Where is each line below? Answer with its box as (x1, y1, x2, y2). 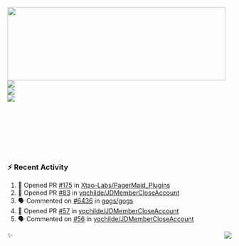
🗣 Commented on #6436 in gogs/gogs (17, 196, 134, 205)
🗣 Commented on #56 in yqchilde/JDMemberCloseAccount (17, 215, 194, 223)
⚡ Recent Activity (7, 162, 69, 172)
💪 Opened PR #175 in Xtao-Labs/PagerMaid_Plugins (17, 181, 171, 190)
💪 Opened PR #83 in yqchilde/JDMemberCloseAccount (17, 188, 180, 197)
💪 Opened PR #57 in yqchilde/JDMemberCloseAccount (17, 207, 179, 215)
